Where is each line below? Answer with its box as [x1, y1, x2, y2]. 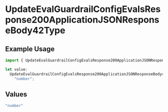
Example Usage [5, 44, 55, 53]
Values [5, 90, 27, 98]
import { [5, 58, 23, 63]
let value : [5, 66, 28, 72]
